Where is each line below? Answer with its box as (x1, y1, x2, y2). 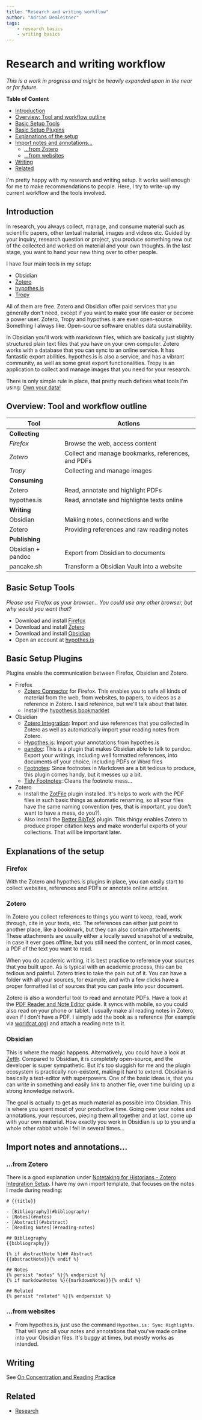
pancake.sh (9, 562, 42, 570)
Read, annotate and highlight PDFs (64, 486, 162, 494)
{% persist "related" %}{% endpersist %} (6, 1293, 112, 1299)
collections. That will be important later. (23, 829, 122, 836)
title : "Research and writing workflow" (6, 8, 109, 15)
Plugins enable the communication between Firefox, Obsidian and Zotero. (6, 669, 188, 677)
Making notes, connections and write (64, 515, 170, 524)
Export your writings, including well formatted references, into (23, 752, 177, 759)
